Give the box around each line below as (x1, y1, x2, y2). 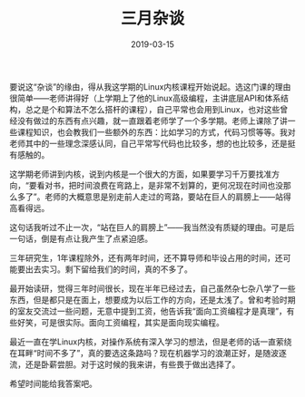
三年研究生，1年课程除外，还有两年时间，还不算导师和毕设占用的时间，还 (9, 252, 283, 263)
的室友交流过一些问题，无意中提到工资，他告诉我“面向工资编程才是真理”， (9, 305, 288, 316)
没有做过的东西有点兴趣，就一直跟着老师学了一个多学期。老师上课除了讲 (16, 115, 288, 126)
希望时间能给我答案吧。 (9, 378, 97, 389)
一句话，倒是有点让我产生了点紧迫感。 (9, 233, 152, 244)
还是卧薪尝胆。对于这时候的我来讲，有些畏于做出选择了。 (25, 359, 241, 370)
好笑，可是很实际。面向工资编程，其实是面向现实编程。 (16, 316, 224, 327)
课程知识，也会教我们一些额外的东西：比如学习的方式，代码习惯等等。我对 (16, 126, 296, 137)
